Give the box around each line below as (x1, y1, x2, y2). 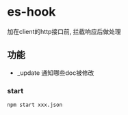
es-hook (7, 4, 56, 20)
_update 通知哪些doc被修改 (16, 69, 94, 77)
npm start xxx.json (7, 101, 63, 109)
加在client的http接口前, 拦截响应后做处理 (7, 27, 121, 35)
